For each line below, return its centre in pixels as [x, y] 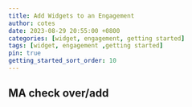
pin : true [25, 53]
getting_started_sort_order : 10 [62, 61]
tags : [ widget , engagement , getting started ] [86, 46]
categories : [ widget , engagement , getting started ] [96, 38]
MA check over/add [59, 93]
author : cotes [32, 23]
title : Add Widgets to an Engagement [71, 16]
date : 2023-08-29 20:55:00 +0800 [64, 31]
